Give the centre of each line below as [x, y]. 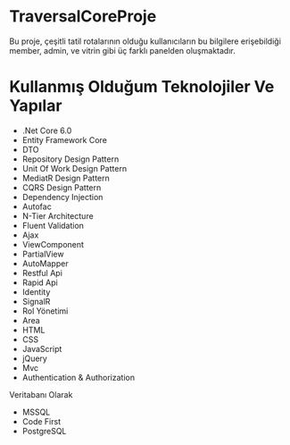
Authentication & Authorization [79, 377]
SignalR [36, 301]
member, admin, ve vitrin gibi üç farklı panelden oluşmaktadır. [122, 50]
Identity [36, 291]
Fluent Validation [53, 225]
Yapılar [36, 106]
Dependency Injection [62, 197]
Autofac [37, 206]
